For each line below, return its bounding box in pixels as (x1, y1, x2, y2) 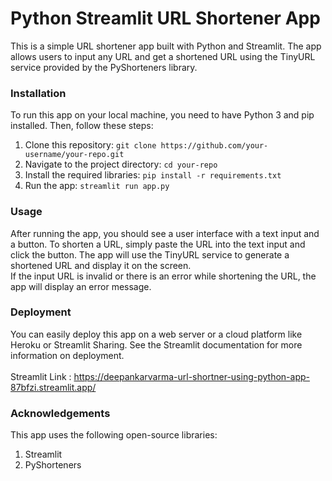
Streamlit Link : (10, 370, 72, 382)
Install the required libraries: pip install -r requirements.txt (24, 169, 282, 181)
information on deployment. (10, 349, 125, 361)
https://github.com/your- (160, 141, 269, 151)
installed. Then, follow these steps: (10, 120, 154, 132)
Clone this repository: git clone (24, 139, 157, 151)
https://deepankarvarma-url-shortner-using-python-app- (73, 370, 310, 382)
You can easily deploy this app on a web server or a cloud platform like (10, 328, 303, 340)
